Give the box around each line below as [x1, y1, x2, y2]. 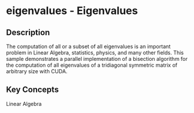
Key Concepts [6, 85, 59, 95]
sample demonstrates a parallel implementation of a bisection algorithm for [6, 56, 188, 62]
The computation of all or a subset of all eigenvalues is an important [6, 43, 171, 50]
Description [6, 28, 50, 37]
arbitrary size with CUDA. [6, 68, 68, 74]
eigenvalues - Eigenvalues [6, 4, 138, 18]
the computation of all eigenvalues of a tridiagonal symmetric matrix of [6, 61, 178, 69]
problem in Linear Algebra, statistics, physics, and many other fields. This [6, 49, 184, 56]
